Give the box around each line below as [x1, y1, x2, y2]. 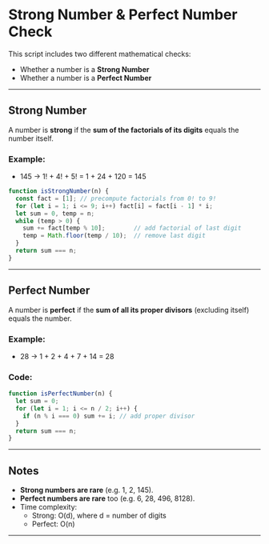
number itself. [8, 134, 54, 143]
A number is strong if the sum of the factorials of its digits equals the [8, 125, 239, 134]
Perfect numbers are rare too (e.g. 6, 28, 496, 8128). [19, 494, 195, 503]
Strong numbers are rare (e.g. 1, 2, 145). [19, 486, 154, 495]
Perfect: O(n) [31, 519, 75, 529]
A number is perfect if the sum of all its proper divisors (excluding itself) [8, 305, 250, 314]
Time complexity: [19, 502, 78, 512]
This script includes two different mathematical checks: [8, 49, 191, 58]
